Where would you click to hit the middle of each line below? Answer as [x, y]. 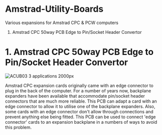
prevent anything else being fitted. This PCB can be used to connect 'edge [81, 117]
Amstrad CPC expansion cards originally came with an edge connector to [79, 85]
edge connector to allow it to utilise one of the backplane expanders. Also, [80, 106]
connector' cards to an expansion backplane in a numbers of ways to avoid [81, 122]
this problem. [18, 127]
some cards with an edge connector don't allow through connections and [79, 111]
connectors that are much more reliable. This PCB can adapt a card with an [81, 101]
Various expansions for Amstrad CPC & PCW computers [62, 23]
